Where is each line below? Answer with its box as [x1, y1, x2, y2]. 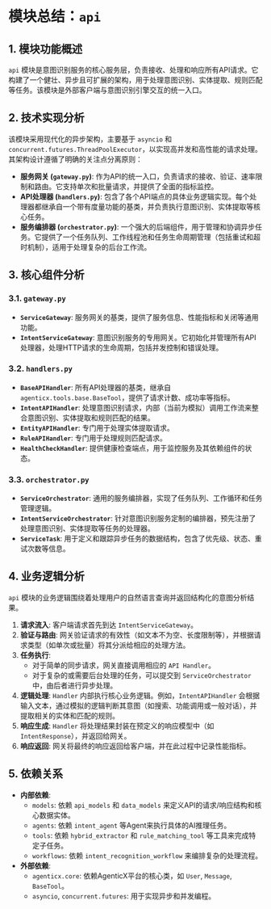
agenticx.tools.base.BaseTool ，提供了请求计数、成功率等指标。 [19, 393, 236, 402]
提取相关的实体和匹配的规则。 [19, 710, 119, 720]
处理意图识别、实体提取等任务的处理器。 [19, 524, 155, 533]
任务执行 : [19, 650, 51, 659]
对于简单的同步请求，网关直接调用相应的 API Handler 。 [31, 660, 216, 670]
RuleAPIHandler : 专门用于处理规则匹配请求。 [19, 433, 168, 443]
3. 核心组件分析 [8, 268, 85, 282]
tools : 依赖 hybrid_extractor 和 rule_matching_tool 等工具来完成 [31, 830, 249, 840]
